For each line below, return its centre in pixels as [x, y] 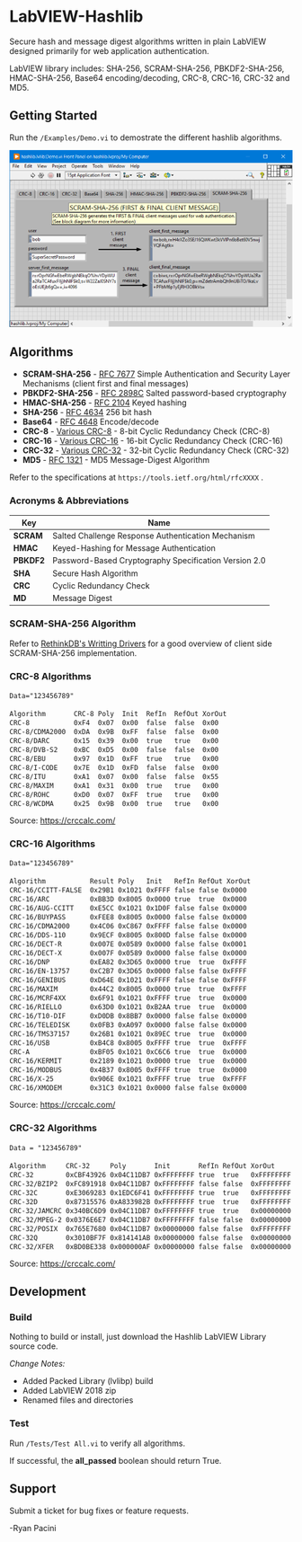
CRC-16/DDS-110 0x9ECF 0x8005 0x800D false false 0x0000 [128, 935]
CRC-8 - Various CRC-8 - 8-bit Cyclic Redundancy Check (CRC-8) [146, 431]
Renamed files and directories [78, 1400]
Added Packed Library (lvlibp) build [88, 1381]
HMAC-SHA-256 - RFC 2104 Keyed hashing [104, 403]
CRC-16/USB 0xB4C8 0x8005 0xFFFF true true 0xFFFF [128, 1043]
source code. [34, 1346]
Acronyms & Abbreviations [69, 501]
